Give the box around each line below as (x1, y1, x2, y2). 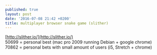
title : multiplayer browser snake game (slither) (5, 20, 109, 26)
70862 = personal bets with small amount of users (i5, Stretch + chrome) (5, 44, 152, 50)
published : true (5, 7, 38, 12)
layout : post (5, 12, 32, 17)
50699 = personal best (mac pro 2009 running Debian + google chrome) (5, 39, 152, 45)
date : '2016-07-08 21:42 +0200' (5, 16, 71, 21)
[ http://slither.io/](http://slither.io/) (5, 34, 74, 40)
